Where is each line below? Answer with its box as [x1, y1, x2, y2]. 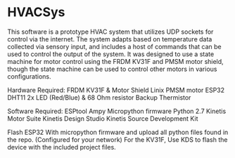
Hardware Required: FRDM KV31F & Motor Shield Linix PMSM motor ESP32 [7, 86, 225, 94]
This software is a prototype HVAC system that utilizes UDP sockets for [7, 27, 214, 36]
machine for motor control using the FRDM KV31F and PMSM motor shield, [7, 57, 224, 65]
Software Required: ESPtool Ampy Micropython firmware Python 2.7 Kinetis [7, 107, 227, 115]
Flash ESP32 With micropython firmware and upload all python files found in [7, 128, 229, 136]
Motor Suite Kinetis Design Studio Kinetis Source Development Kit [7, 114, 198, 123]
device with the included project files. [7, 143, 116, 151]
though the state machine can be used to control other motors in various [7, 65, 217, 73]
